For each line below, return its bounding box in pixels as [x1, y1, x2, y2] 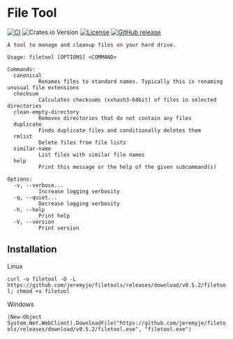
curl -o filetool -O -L [7, 276, 77, 282]
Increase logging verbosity [38, 188, 120, 195]
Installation [7, 243, 57, 255]
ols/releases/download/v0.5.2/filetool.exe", [7, 326, 142, 333]
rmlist [13, 133, 33, 140]
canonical [13, 72, 42, 79]
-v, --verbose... [13, 181, 64, 189]
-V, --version [13, 218, 54, 225]
